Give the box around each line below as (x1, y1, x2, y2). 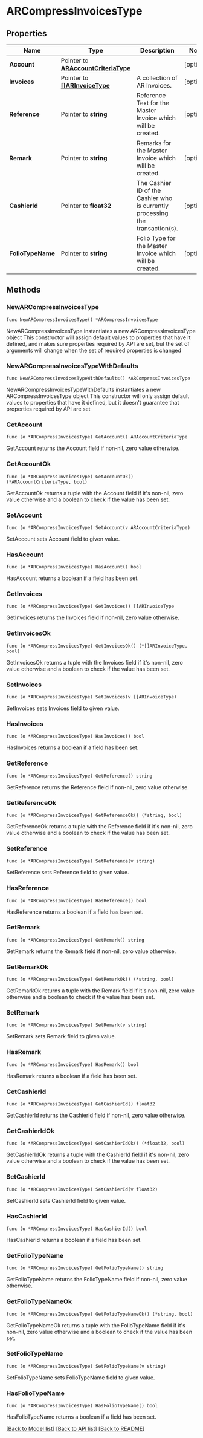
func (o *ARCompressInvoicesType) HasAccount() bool (6, 564, 142, 570)
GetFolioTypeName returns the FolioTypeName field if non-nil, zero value (6, 1276, 187, 1283)
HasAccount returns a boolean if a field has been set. (6, 574, 139, 582)
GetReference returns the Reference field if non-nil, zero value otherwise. (6, 783, 189, 790)
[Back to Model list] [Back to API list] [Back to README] (6, 1425, 145, 1433)
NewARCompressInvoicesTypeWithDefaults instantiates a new (6, 386, 161, 393)
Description (140, 47, 175, 54)
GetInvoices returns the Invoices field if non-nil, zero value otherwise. (6, 614, 179, 621)
